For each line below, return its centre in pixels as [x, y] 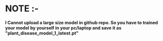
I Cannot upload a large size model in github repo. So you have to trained [81, 22]
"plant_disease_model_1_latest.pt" [42, 33]
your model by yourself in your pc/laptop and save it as [63, 28]
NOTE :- [22, 9]
